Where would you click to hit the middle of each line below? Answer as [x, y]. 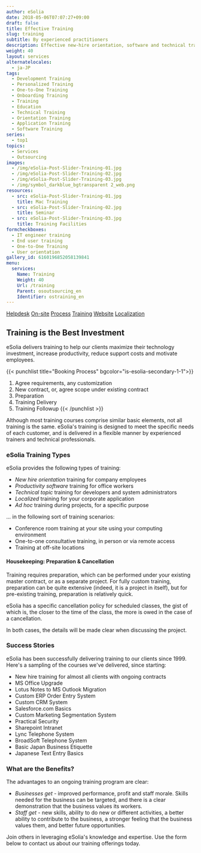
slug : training [25, 34]
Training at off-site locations [50, 548]
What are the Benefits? [40, 768]
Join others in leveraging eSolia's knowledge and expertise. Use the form [97, 837]
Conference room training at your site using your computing [89, 529]
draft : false [22, 23]
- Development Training [41, 79]
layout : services [28, 56]
